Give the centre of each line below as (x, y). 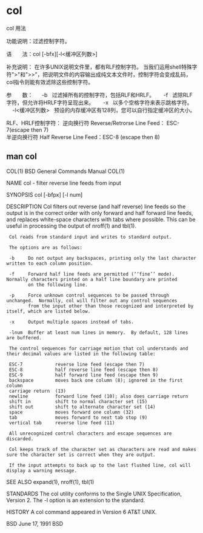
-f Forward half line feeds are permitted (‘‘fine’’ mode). (92, 274)
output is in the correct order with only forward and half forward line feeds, (100, 212)
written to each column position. (50, 263)
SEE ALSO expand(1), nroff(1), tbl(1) (50, 482)
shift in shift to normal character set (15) (78, 401)
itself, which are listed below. (48, 311)
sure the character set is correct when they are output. (81, 455)
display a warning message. (42, 470)
